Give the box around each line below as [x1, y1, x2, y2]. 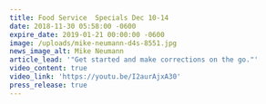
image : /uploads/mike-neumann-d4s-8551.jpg [9, 38, 178, 48]
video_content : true [9, 64, 88, 73]
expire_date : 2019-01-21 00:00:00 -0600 [9, 30, 166, 39]
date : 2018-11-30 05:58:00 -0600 [9, 22, 137, 31]
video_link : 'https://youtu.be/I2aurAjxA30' [9, 72, 181, 81]
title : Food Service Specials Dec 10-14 [9, 13, 169, 23]
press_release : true [9, 80, 88, 90]
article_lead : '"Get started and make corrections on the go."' [9, 55, 259, 64]
